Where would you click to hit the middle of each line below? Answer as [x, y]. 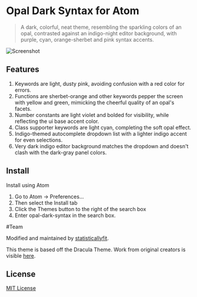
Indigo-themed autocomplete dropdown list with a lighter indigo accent [101, 134]
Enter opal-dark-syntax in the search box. [65, 215]
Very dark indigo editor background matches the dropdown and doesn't [101, 146]
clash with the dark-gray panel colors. [61, 152]
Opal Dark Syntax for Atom [73, 11]
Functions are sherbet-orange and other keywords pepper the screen [99, 96]
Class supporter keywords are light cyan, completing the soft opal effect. [103, 127]
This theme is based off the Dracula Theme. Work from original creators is [96, 249]
